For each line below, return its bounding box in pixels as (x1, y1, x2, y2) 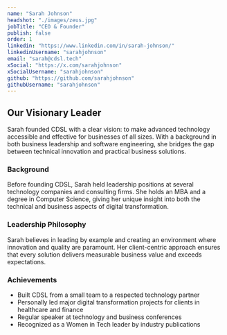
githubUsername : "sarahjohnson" (7, 81, 100, 88)
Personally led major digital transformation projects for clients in (17, 298, 200, 306)
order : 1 (7, 36, 33, 43)
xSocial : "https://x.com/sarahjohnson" (7, 62, 122, 69)
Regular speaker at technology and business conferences (17, 313, 182, 321)
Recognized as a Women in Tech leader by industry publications (17, 320, 201, 328)
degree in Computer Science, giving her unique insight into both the (7, 195, 201, 203)
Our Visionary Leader (7, 107, 102, 119)
